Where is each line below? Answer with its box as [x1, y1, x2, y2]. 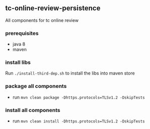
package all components [5, 82, 67, 89]
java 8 [12, 41, 26, 47]
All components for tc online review [5, 17, 79, 23]
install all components [5, 106, 60, 113]
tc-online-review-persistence [5, 4, 101, 12]
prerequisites [5, 29, 39, 36]
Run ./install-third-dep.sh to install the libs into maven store [5, 70, 135, 76]
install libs [5, 59, 31, 66]
